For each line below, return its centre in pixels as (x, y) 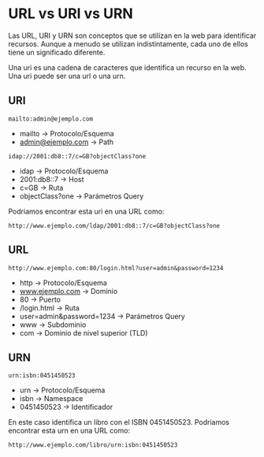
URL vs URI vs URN (71, 14)
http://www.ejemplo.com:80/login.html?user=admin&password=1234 (116, 268)
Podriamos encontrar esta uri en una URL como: (86, 211)
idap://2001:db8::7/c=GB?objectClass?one (77, 156)
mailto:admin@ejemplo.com (50, 119)
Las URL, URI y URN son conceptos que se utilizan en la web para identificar (132, 35)
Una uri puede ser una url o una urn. (67, 76)
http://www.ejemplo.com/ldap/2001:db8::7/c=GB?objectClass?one (114, 225)
